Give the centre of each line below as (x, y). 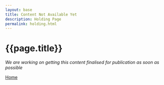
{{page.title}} (34, 48)
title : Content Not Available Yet (41, 14)
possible (14, 67)
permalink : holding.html (31, 24)
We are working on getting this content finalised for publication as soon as (82, 62)
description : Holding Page (33, 19)
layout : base (19, 10)
